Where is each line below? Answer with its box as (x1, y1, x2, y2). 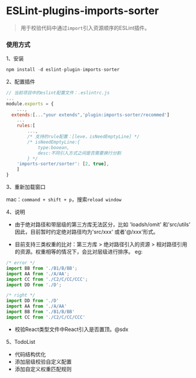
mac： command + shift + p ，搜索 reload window (6, 196, 122, 203)
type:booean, (37, 144, 69, 151)
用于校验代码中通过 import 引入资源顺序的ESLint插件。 (20, 24, 150, 31)
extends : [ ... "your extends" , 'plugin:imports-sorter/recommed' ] (11, 112, 170, 118)
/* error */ (6, 260, 35, 266)
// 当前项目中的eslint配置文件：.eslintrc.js (6, 90, 110, 96)
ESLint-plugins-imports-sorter (6, 4, 159, 18)
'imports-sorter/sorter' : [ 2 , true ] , (16, 161, 109, 167)
